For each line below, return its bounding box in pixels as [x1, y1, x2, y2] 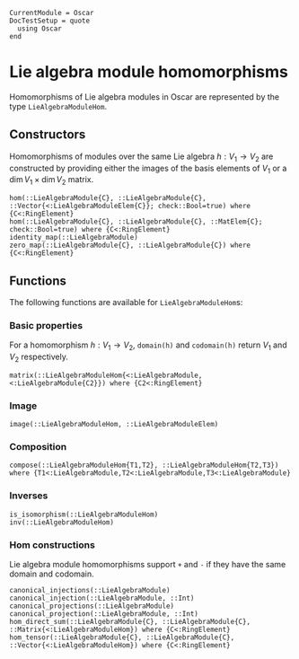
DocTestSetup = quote [9, 16, 91, 25]
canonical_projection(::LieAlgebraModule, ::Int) [9, 610, 199, 619]
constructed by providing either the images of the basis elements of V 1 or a [9, 163, 287, 175]
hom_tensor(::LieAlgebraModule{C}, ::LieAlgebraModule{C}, [9, 633, 235, 642]
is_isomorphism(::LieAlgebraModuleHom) [9, 510, 159, 519]
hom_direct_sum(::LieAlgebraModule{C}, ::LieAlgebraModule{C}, [9, 618, 251, 627]
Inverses [9, 489, 48, 502]
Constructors [9, 127, 86, 143]
